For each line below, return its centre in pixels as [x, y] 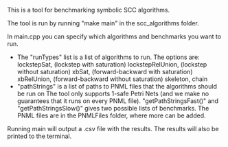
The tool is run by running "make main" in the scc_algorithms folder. [103, 23]
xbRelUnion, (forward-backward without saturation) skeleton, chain [112, 79]
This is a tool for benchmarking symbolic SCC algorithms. [89, 10]
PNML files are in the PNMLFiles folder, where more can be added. [111, 115]
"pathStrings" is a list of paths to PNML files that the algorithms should [117, 86]
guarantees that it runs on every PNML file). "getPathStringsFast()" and [117, 101]
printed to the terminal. [39, 136]
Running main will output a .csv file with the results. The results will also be [113, 129]
